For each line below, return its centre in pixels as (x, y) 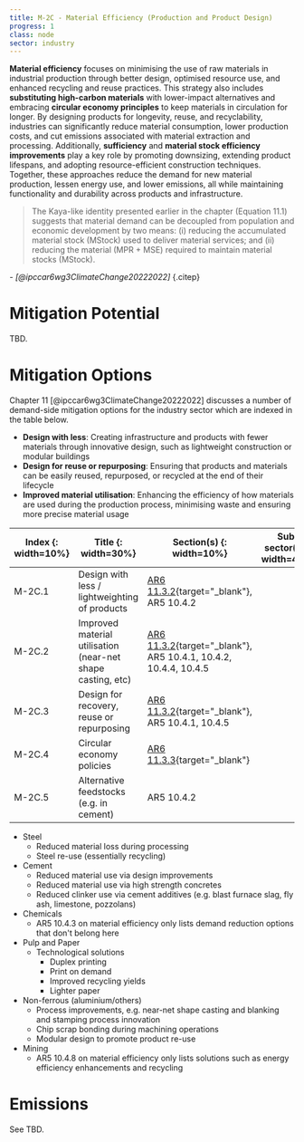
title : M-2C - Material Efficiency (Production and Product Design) (141, 18)
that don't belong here (77, 933)
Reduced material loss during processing (112, 847)
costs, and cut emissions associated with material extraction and (130, 136)
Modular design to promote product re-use (116, 1039)
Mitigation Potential (85, 314)
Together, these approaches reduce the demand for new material (131, 175)
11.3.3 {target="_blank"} (199, 760)
